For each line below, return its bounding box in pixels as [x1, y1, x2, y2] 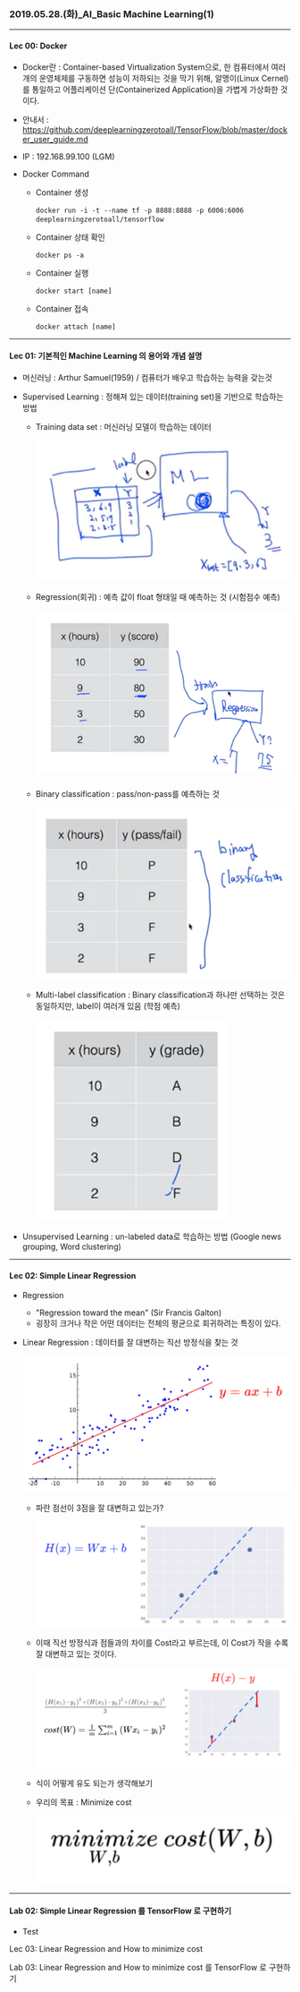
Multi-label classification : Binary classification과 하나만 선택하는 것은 [35, 989, 286, 1000]
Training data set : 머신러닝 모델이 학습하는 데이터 [35, 421, 212, 432]
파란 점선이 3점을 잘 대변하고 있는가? [35, 1502, 164, 1514]
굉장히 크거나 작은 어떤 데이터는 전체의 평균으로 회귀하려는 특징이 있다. [35, 1318, 281, 1329]
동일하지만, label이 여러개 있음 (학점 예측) [35, 1001, 181, 1012]
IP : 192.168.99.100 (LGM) [21, 150, 115, 162]
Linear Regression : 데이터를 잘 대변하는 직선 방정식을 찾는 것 [21, 1337, 238, 1348]
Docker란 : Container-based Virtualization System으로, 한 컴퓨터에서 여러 [21, 61, 286, 73]
